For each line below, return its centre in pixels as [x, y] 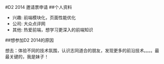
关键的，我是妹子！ [29, 57]
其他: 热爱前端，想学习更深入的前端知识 [53, 30]
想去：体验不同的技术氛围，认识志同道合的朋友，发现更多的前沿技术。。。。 [80, 51]
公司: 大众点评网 [29, 24]
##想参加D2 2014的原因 [29, 40]
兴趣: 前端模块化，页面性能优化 [44, 18]
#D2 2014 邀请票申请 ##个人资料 [39, 7]
